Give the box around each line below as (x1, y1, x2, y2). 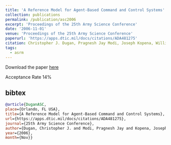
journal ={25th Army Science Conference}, (5, 121, 95, 126)
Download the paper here (5, 64, 59, 70)
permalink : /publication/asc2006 (5, 17, 76, 22)
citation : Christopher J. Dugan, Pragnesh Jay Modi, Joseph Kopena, (5, 41, 154, 46)
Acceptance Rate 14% (5, 74, 52, 80)
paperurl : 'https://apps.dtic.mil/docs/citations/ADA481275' (5, 36, 138, 41)
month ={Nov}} (5, 135, 33, 140)
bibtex (5, 89, 26, 97)
